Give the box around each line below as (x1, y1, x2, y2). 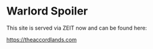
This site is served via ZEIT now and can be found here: (6, 24, 147, 31)
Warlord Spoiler (6, 4, 88, 18)
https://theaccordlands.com (6, 36, 77, 43)
